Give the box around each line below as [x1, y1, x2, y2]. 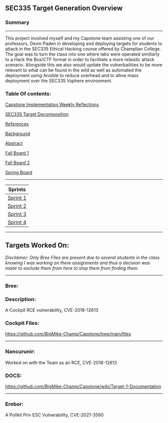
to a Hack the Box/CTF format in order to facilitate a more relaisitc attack [5, 56, 155, 62]
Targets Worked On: [5, 241, 69, 250]
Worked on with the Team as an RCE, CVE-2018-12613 [5, 359, 117, 365]
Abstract [5, 140, 23, 146]
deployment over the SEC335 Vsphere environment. [5, 78, 112, 84]
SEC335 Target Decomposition [5, 111, 69, 117]
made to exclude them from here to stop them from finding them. [5, 265, 139, 271]
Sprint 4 [7, 219, 26, 226]
